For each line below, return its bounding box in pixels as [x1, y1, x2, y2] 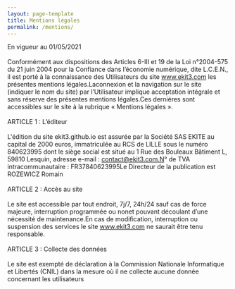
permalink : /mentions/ [7, 23, 74, 30]
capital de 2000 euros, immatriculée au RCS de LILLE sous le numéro [7, 140, 208, 149]
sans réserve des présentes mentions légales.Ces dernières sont [7, 95, 196, 104]
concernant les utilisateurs [7, 275, 84, 283]
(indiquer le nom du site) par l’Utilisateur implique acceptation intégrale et [7, 87, 220, 96]
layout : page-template [7, 10, 74, 18]
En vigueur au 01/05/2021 [7, 43, 82, 51]
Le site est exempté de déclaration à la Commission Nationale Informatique [7, 260, 224, 269]
